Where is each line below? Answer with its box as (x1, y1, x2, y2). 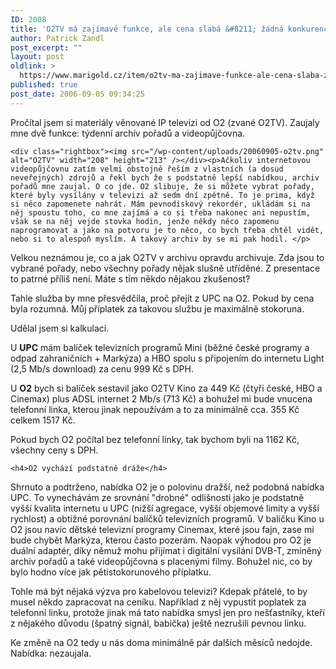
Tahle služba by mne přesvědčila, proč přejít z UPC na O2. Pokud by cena (10, 292, 315, 304)
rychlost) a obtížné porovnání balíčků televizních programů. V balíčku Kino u (10, 512, 325, 525)
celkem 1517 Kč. (10, 414, 76, 426)
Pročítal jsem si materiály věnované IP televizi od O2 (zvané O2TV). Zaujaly (10, 116, 320, 128)
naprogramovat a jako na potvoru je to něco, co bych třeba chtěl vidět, (10, 225, 325, 235)
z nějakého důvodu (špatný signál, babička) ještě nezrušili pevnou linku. (10, 617, 307, 629)
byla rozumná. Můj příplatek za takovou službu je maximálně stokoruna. (10, 302, 305, 315)
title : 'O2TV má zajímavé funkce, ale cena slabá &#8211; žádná (10, 24, 284, 34)
